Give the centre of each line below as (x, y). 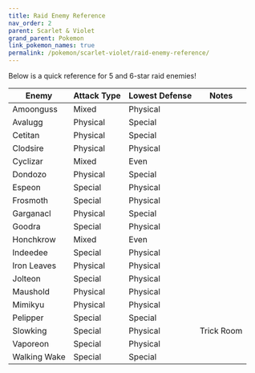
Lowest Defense (160, 95)
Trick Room (221, 331)
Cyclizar (28, 161)
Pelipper (28, 318)
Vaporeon (31, 344)
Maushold (31, 292)
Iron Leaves (34, 266)
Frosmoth (30, 200)
